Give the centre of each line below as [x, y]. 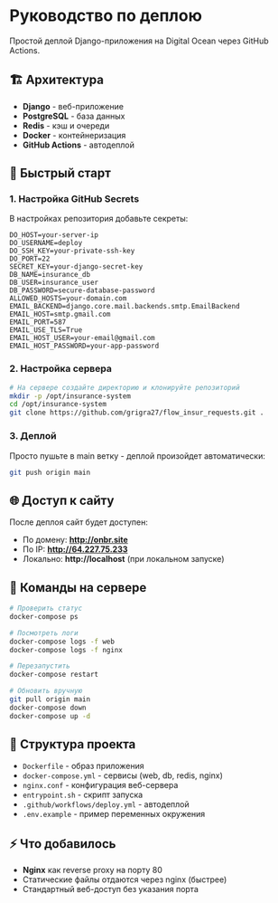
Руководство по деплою [106, 16]
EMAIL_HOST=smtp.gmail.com [60, 314]
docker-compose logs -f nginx [66, 650]
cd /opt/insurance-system [58, 404]
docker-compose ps [44, 616]
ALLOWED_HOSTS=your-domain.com [68, 299]
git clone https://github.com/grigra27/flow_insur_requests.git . [137, 413]
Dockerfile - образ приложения [83, 766]
